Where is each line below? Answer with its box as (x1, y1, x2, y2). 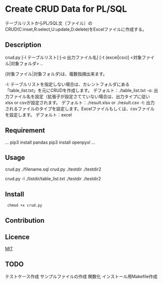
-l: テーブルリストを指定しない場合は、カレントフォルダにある (5, 81, 130, 87)
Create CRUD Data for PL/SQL (5, 3, 127, 15)
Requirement (5, 126, 45, 135)
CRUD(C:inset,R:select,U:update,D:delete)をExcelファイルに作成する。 (5, 26, 147, 32)
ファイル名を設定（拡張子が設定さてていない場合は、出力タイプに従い (9, 93, 150, 99)
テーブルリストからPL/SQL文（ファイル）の (5, 20, 92, 26)
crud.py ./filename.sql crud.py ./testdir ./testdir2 (5, 166, 101, 172)
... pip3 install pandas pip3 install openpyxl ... (5, 139, 96, 145)
